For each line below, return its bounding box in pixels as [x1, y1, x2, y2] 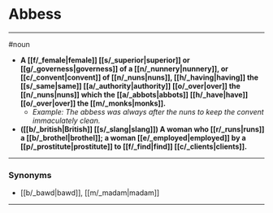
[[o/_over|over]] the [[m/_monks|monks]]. [19, 98, 167, 108]
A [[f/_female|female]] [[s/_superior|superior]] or [19, 54, 191, 65]
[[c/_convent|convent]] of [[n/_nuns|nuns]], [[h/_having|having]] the [19, 72, 258, 82]
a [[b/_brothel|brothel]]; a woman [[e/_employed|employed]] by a [19, 133, 246, 142]
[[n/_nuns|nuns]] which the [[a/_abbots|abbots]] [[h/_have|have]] [19, 89, 249, 99]
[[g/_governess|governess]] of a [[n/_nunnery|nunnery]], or [19, 63, 229, 73]
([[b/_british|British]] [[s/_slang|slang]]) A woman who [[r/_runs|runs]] [19, 124, 265, 134]
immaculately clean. [32, 115, 101, 125]
